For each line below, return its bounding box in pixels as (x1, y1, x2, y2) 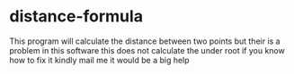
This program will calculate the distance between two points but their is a (9, 36, 281, 46)
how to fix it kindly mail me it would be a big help (9, 54, 191, 65)
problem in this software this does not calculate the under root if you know (9, 45, 285, 55)
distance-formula (9, 6, 144, 27)
